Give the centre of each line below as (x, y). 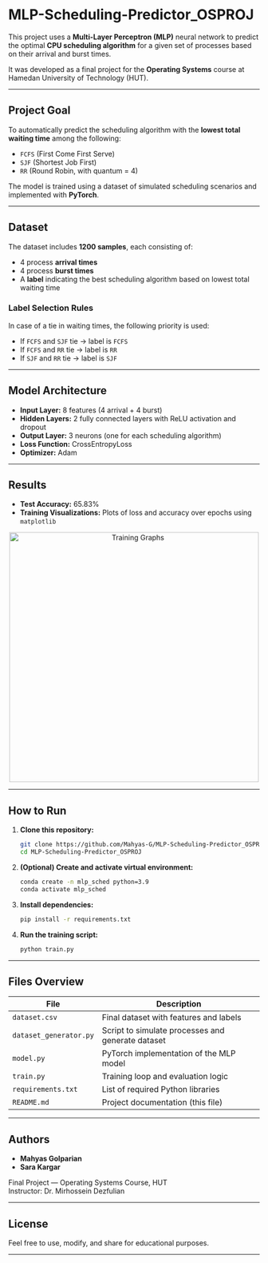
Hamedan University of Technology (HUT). (79, 78)
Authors (29, 1139)
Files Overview (46, 981)
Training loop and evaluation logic (165, 1077)
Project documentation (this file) (162, 1102)
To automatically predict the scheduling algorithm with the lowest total (124, 129)
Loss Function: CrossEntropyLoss (76, 444)
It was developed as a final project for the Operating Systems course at (126, 69)
